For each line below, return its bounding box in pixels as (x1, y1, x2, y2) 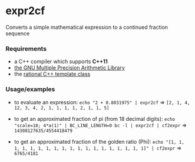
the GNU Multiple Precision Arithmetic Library (14, 64, 125, 71)
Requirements (5, 44, 47, 52)
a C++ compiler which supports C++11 (14, 58, 108, 65)
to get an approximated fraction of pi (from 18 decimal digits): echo (14, 115, 175, 122)
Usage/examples (5, 85, 55, 94)
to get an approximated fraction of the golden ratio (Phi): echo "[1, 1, (14, 138, 185, 145)
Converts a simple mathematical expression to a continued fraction (5, 24, 168, 31)
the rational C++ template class (14, 71, 91, 78)
